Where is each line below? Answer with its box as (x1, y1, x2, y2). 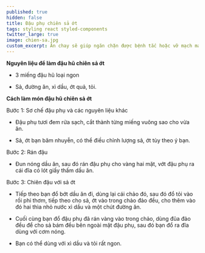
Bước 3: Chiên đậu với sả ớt (6, 178, 76, 185)
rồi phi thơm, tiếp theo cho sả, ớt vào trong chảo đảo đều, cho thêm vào (15, 196, 196, 204)
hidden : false (6, 15, 43, 21)
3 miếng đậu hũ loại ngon (15, 71, 79, 78)
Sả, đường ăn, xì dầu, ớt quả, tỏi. (15, 83, 97, 90)
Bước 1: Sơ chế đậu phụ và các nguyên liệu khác (6, 106, 128, 114)
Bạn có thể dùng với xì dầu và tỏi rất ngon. (15, 240, 122, 247)
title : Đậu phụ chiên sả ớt (6, 20, 78, 26)
